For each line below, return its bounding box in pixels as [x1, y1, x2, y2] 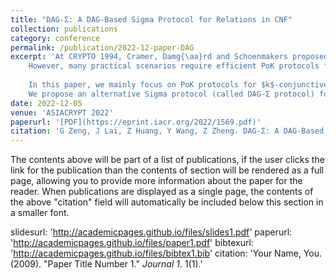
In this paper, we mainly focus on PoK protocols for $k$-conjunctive [28, 80, 329, 90]
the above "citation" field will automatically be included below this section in [10, 196, 324, 208]
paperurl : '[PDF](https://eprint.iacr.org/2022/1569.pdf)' [10, 117, 262, 127]
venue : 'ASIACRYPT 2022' [10, 107, 114, 118]
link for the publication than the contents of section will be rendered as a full [10, 164, 324, 176]
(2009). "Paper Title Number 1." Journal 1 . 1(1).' [10, 258, 203, 270]
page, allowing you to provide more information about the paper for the [10, 175, 303, 187]
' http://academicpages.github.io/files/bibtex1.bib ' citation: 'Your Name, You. [10, 247, 323, 260]
